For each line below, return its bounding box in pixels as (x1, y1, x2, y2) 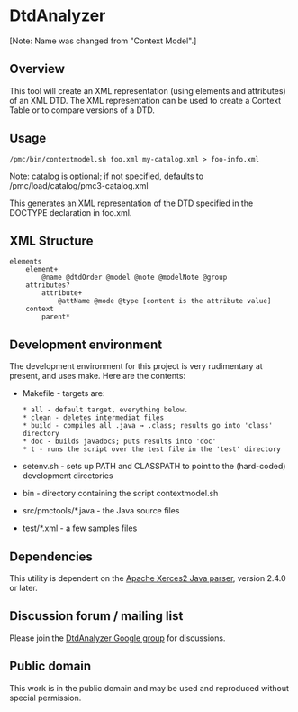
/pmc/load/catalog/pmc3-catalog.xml (9, 180, 149, 190)
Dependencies (9, 549, 93, 564)
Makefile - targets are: (22, 388, 105, 399)
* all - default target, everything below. (22, 405, 189, 415)
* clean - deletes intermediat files (22, 413, 165, 422)
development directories (22, 470, 113, 481)
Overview (9, 61, 66, 77)
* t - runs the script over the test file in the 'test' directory (22, 445, 281, 454)
